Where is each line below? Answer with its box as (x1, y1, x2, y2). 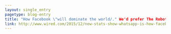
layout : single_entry (5, 7, 51, 12)
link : (5, 21, 16, 26)
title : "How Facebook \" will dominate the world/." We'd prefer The (5, 16, 154, 21)
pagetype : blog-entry (5, 12, 51, 17)
